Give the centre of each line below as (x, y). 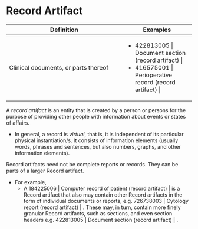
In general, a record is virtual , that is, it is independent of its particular (99, 134)
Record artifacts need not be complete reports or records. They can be (92, 164)
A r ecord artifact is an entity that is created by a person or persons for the (96, 110)
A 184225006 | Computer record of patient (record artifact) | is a (102, 188)
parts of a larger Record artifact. (45, 171)
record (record (155, 82)
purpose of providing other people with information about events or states (96, 116)
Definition (64, 30)
